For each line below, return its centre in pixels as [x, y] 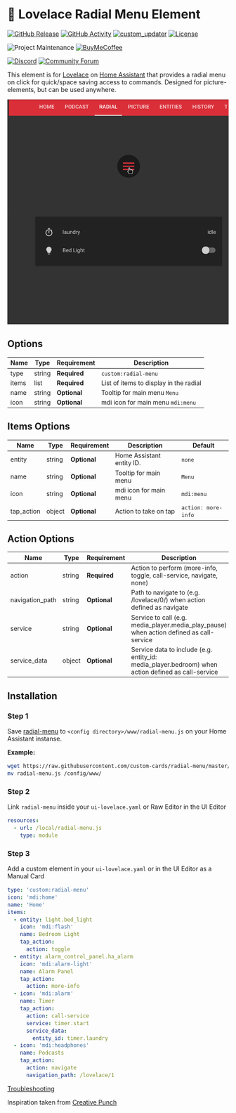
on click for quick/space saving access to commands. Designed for [105, 82]
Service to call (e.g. [159, 617]
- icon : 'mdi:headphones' [52, 1046]
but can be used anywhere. [77, 89]
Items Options [39, 427]
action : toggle [48, 949]
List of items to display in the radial [151, 383]
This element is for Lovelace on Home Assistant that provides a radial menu [117, 74]
